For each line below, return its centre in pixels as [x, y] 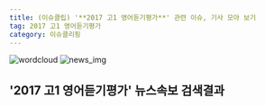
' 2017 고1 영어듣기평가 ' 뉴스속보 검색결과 [117, 90]
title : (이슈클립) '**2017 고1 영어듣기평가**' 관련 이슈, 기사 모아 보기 [133, 18]
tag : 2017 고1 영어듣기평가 [55, 26]
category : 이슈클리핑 [45, 34]
